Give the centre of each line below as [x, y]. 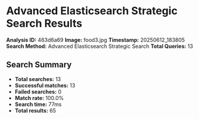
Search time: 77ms [38, 104]
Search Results [44, 23]
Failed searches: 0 [38, 91]
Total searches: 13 [38, 79]
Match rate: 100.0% [39, 98]
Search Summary [39, 65]
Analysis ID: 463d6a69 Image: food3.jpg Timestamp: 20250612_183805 [96, 40]
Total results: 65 [35, 110]
